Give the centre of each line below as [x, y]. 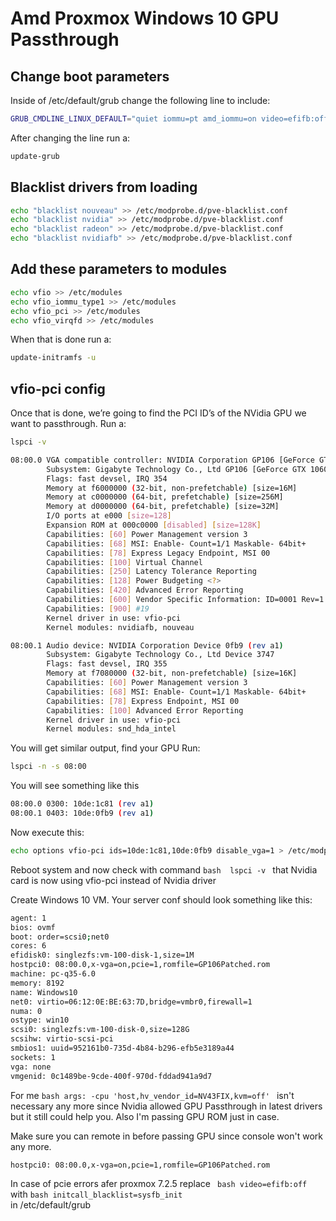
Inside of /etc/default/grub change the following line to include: [140, 100]
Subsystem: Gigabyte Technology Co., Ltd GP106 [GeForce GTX [176, 469]
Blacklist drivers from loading [104, 187]
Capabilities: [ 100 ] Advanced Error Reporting [145, 710]
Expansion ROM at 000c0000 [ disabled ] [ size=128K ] [154, 525]
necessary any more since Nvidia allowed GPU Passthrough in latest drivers [166, 1106]
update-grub [35, 156]
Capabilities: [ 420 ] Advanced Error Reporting [145, 590]
